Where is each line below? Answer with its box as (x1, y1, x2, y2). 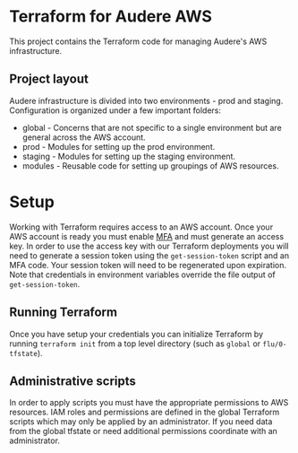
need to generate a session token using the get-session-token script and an (9, 249, 289, 261)
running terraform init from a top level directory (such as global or (9, 338, 261, 349)
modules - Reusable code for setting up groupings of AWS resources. (21, 160, 279, 171)
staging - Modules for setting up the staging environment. (21, 151, 235, 161)
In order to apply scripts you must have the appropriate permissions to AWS (9, 397, 289, 408)
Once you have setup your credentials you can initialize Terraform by (9, 328, 264, 339)
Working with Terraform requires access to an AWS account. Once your (9, 222, 274, 232)
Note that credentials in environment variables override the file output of (9, 269, 276, 280)
